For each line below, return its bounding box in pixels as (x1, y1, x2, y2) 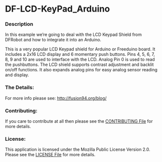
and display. (5, 72, 29, 78)
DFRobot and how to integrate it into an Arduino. (5, 37, 101, 43)
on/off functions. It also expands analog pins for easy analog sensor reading (5, 67, 158, 73)
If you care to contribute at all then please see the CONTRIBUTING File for (5, 118, 153, 124)
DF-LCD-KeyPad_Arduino (5, 3, 110, 15)
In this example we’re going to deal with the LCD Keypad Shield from (5, 32, 142, 37)
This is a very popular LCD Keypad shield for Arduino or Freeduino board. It (5, 46, 156, 52)
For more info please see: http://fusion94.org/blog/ (5, 95, 107, 101)
